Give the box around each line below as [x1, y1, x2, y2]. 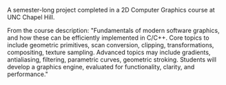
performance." [7, 70, 48, 78]
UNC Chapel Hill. [7, 13, 55, 21]
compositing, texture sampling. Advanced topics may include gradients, [7, 48, 211, 56]
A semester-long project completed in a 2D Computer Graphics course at [7, 6, 215, 14]
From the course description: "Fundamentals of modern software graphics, [7, 27, 220, 34]
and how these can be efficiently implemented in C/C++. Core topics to [7, 34, 209, 42]
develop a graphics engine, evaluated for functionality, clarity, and [7, 63, 195, 71]
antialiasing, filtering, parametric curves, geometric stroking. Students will [7, 56, 217, 64]
